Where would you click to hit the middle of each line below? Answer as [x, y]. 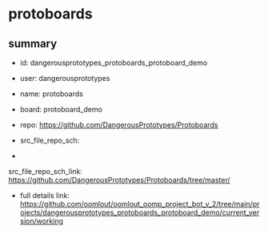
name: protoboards [52, 94]
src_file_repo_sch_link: [45, 171]
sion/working [42, 221]
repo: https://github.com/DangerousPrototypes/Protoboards [119, 125]
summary [33, 44]
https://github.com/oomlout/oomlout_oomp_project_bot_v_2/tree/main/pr [140, 204]
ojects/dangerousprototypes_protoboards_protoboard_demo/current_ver [140, 212]
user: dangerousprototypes [65, 78]
